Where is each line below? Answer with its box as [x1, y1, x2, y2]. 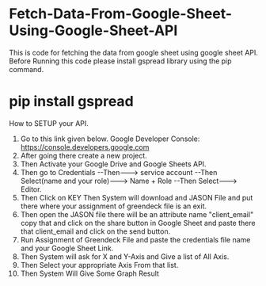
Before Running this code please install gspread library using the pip [9, 56, 232, 66]
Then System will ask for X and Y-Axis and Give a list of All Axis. [20, 251, 230, 261]
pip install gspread [9, 93, 134, 111]
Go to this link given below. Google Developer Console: [20, 134, 200, 143]
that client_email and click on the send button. [20, 227, 171, 236]
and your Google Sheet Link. [20, 243, 114, 253]
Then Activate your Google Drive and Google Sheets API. [20, 159, 207, 169]
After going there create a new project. [20, 151, 147, 160]
